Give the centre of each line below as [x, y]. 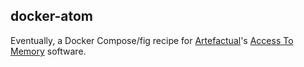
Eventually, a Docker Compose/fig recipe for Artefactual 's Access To [152, 40]
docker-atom [52, 16]
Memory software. [48, 51]
